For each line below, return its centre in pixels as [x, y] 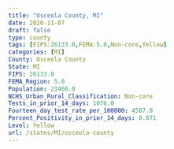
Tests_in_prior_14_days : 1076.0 [61, 103]
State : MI [24, 67]
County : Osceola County [47, 60]
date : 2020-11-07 [37, 23]
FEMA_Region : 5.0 [37, 81]
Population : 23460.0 [42, 89]
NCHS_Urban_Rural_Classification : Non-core [81, 96]
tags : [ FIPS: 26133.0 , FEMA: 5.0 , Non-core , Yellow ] [88, 45]
